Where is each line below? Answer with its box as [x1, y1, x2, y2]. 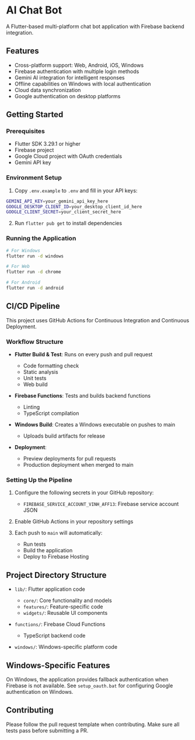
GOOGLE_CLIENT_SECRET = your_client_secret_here [6, 209, 121, 215]
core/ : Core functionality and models [23, 597, 112, 604]
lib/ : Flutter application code [14, 586, 86, 593]
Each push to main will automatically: [14, 529, 103, 536]
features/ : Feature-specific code [23, 603, 103, 610]
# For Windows [6, 247, 41, 253]
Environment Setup [6, 174, 62, 182]
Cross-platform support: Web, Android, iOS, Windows [14, 61, 144, 68]
